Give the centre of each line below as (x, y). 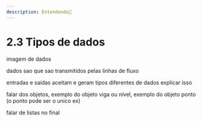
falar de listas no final (33, 112)
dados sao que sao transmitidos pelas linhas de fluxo (73, 71)
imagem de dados (29, 59)
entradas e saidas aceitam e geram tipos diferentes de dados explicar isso (99, 82)
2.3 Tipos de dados (56, 42)
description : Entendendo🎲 (39, 12)
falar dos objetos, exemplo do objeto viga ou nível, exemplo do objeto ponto (101, 94)
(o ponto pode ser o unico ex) (43, 100)
